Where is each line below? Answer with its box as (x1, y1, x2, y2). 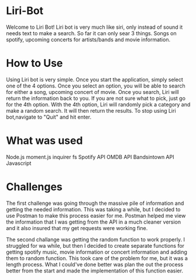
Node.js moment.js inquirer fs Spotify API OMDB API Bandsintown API (6, 153, 174, 160)
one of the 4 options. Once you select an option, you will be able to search (6, 82, 185, 89)
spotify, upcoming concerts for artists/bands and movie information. (6, 36, 171, 43)
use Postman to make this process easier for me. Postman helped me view (6, 212, 186, 219)
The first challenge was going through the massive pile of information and (6, 200, 184, 207)
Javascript (6, 160, 32, 167)
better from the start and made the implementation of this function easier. (6, 267, 183, 274)
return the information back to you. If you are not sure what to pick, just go (6, 95, 186, 102)
